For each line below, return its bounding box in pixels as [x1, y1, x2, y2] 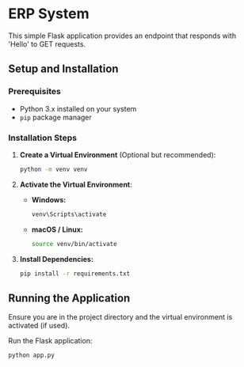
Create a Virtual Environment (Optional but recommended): [19, 149, 216, 159]
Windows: [31, 195, 67, 204]
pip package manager [19, 112, 93, 122]
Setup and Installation [8, 62, 119, 76]
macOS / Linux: [31, 225, 83, 234]
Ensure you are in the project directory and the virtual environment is [8, 312, 233, 322]
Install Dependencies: [19, 254, 93, 263]
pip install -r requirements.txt [19, 270, 131, 278]
